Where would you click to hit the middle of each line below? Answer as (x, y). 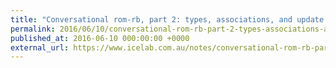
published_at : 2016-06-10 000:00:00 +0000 (100, 38)
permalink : (33, 29)
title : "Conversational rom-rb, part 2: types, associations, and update (167, 19)
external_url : (40, 47)
